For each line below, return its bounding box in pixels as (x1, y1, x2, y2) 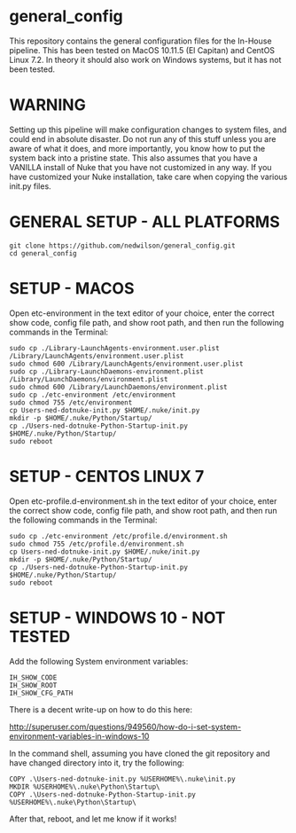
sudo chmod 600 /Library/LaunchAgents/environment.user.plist (9, 359, 244, 368)
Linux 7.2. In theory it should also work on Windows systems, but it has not (9, 54, 282, 65)
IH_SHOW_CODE (9, 672, 58, 682)
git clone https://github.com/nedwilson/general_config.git (9, 241, 237, 250)
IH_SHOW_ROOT (9, 680, 58, 689)
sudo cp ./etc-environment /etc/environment (9, 390, 176, 399)
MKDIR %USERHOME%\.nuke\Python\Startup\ (9, 782, 161, 791)
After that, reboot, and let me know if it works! (9, 813, 177, 824)
